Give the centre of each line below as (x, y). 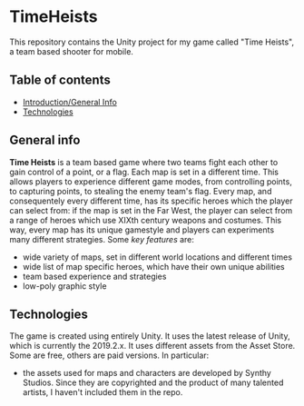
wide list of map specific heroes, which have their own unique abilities (153, 266)
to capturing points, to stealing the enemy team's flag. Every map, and (141, 191)
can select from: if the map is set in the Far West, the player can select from (151, 210)
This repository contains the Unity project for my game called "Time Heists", (152, 42)
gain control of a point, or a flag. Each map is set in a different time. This (144, 172)
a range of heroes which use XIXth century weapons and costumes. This (146, 220)
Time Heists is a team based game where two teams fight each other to (144, 162)
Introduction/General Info (70, 102)
